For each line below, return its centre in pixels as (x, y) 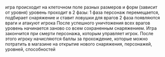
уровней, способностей (30, 49)
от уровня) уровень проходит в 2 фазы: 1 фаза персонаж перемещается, (82, 12)
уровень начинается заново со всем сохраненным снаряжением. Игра (81, 28)
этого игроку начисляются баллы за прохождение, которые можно (77, 39)
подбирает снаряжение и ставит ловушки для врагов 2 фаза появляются (82, 18)
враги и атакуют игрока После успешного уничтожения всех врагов (78, 23)
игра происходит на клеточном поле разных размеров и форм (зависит (81, 7)
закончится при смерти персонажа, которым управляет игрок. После (79, 33)
